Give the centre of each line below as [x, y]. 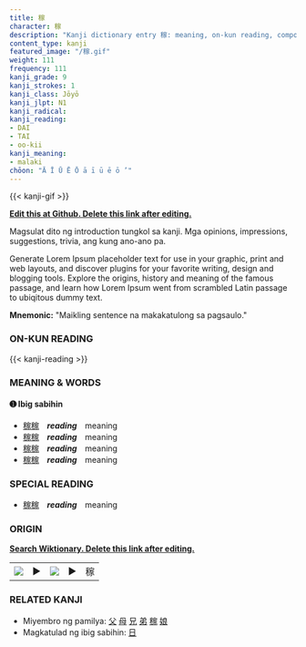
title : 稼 [27, 18]
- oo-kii [26, 145]
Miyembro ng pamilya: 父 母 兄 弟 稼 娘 [95, 621]
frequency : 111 [38, 69]
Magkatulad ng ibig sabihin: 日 [79, 632]
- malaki [26, 162]
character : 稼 [36, 26]
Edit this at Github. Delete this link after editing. [101, 214]
